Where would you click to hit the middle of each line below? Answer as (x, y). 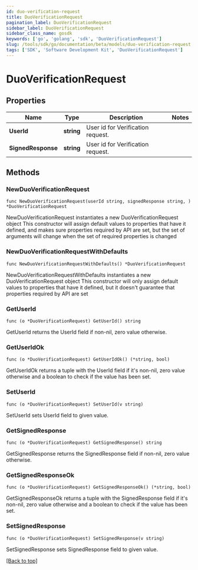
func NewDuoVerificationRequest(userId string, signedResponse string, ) (99, 202)
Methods (23, 172)
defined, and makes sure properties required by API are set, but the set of (96, 230)
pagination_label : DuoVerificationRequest (59, 22)
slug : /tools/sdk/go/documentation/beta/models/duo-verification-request (99, 45)
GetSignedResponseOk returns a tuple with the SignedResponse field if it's (97, 498)
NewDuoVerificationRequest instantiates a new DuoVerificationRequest (92, 218)
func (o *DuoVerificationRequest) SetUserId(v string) (75, 404)
